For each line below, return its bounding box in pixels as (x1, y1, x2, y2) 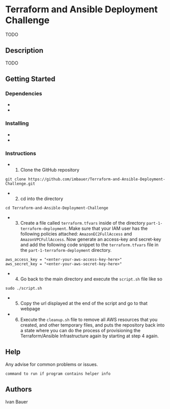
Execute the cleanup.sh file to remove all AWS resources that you (20, 316, 158, 323)
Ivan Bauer (5, 398, 28, 405)
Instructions (5, 149, 37, 157)
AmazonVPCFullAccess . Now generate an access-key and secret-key (20, 236, 162, 243)
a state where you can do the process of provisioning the (20, 328, 141, 334)
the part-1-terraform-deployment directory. (20, 247, 112, 253)
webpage (20, 306, 40, 312)
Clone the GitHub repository (20, 167, 80, 173)
